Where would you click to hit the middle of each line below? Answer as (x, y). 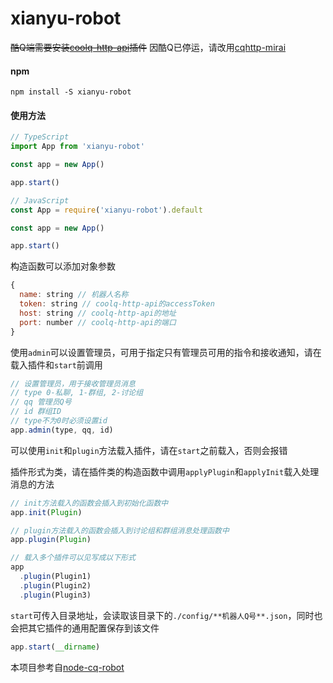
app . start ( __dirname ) (55, 647)
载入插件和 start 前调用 (56, 364)
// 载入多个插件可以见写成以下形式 (73, 558)
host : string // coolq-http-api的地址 (98, 313)
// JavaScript (40, 200)
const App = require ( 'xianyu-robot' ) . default (106, 210)
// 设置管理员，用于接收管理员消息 (73, 383)
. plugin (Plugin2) (55, 585)
